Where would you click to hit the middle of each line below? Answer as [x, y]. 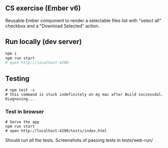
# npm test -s [20, 90]
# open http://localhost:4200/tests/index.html [56, 131]
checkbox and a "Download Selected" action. [52, 26]
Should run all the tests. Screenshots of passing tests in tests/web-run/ [79, 140]
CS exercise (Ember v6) [43, 8]
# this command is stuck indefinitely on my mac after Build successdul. [85, 95]
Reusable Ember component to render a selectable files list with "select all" [83, 20]
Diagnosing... [20, 99]
